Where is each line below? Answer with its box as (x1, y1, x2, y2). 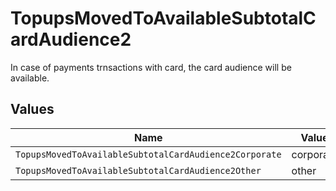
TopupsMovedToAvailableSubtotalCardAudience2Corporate (15, 148, 282, 160)
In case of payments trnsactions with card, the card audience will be (10, 61, 292, 73)
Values (10, 101, 55, 118)
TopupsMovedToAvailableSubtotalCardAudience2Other (15, 165, 262, 176)
